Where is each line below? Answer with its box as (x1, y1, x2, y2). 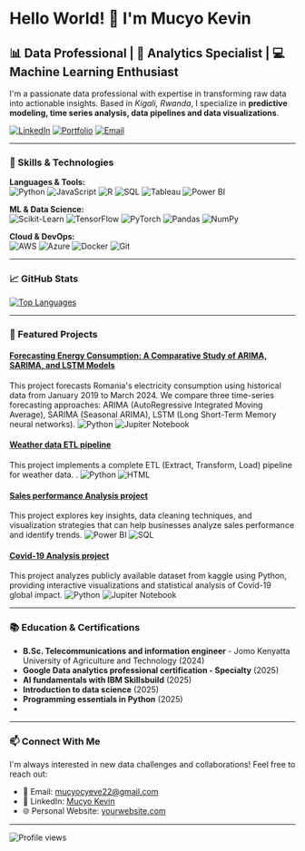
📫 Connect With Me (9, 735, 101, 748)
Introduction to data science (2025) (22, 684, 160, 695)
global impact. (9, 590, 64, 601)
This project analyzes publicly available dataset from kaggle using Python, (9, 571, 288, 582)
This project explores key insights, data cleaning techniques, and (9, 510, 252, 521)
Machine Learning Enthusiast (9, 64, 179, 80)
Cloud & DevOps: (9, 231, 75, 242)
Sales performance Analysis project (9, 490, 148, 501)
